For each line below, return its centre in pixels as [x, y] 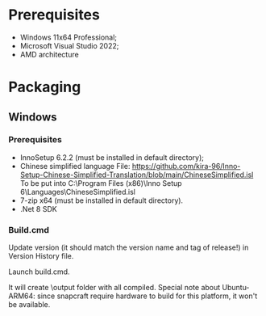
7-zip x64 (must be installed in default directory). [102, 200]
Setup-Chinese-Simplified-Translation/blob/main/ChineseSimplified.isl [137, 175]
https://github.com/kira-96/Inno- [186, 166]
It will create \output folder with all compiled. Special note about [114, 288]
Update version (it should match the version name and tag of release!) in [129, 247]
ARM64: [22, 296]
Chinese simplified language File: [75, 166]
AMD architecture [49, 54]
